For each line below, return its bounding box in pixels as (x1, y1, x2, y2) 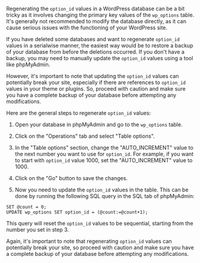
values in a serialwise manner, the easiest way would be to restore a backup (6, 42, 193, 49)
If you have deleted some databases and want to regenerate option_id (6, 36, 180, 42)
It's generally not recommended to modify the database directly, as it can (6, 18, 187, 24)
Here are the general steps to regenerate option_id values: (6, 110, 151, 116)
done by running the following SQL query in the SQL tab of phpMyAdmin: (14, 193, 195, 199)
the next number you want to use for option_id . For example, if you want (14, 150, 194, 157)
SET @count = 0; (6, 204, 47, 210)
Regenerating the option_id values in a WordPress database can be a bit (6, 5, 185, 12)
